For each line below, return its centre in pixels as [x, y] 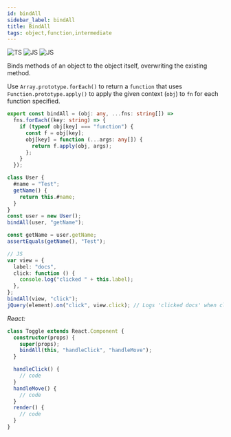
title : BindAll [29, 26]
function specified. [34, 101]
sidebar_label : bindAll [41, 20]
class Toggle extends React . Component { [66, 331]
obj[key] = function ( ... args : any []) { [84, 139]
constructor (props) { [44, 338]
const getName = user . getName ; [52, 235]
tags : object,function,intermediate [59, 33]
